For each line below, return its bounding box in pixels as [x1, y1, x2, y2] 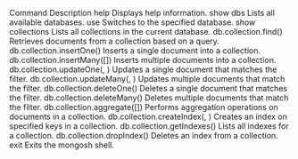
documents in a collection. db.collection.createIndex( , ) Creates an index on [9, 111, 288, 122]
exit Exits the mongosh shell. [9, 139, 114, 150]
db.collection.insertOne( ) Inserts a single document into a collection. [9, 45, 261, 56]
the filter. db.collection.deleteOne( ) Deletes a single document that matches [9, 83, 288, 93]
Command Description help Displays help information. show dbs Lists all [9, 8, 275, 18]
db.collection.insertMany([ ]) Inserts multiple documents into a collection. [9, 55, 277, 65]
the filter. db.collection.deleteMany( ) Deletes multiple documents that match [9, 92, 289, 103]
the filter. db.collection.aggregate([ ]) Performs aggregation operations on [9, 102, 278, 112]
